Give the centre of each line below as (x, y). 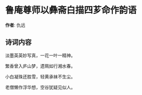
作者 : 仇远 (15, 25)
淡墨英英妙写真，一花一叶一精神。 (40, 55)
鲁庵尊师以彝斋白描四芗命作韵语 (71, 10)
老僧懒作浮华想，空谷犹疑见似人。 (40, 87)
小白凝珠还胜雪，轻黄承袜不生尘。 (40, 76)
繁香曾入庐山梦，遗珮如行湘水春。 (40, 66)
